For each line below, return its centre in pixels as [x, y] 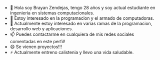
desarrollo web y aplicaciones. [41, 29]
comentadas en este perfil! [37, 41]
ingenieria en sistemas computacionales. [52, 13]
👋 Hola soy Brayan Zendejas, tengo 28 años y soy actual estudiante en [83, 8]
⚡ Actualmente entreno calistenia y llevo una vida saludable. [72, 52]
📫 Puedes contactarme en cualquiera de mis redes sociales [72, 34]
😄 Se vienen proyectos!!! [36, 47]
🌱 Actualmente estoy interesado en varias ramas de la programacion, [81, 23]
